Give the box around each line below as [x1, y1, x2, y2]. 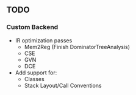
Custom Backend [6, 23, 59, 31]
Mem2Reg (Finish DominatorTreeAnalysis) [24, 43, 130, 50]
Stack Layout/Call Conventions [24, 82, 102, 89]
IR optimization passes [15, 36, 73, 44]
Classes [24, 75, 45, 82]
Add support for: [15, 69, 57, 76]
